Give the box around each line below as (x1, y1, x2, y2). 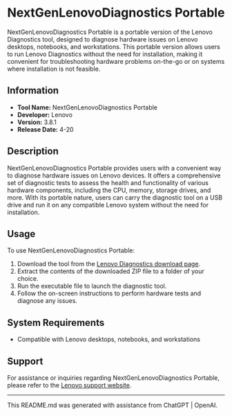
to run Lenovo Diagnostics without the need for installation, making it (7, 50, 203, 58)
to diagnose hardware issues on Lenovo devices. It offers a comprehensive (7, 171, 221, 180)
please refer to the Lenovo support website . (7, 381, 132, 389)
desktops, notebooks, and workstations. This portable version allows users (7, 42, 221, 51)
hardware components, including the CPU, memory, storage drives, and (7, 186, 211, 194)
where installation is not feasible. (7, 64, 101, 73)
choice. (17, 275, 39, 283)
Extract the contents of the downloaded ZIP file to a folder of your (17, 267, 205, 275)
